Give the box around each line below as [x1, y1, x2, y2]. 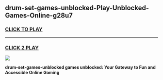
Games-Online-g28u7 [5, 12, 73, 20]
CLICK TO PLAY [5, 26, 43, 33]
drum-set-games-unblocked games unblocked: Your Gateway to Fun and [5, 64, 156, 70]
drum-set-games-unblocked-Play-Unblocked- [5, 4, 149, 12]
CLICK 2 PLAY [5, 44, 39, 51]
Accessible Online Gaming [5, 69, 60, 75]
